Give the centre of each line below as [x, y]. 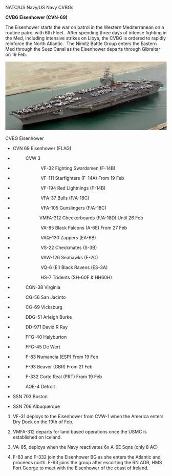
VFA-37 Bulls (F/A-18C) [65, 198]
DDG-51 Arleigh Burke [49, 317]
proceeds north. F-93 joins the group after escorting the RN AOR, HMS [87, 462]
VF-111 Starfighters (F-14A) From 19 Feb [82, 178]
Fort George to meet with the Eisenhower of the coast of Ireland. [81, 468]
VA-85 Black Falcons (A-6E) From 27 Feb [84, 227]
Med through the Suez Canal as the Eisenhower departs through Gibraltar [83, 49]
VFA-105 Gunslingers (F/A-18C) [73, 208]
